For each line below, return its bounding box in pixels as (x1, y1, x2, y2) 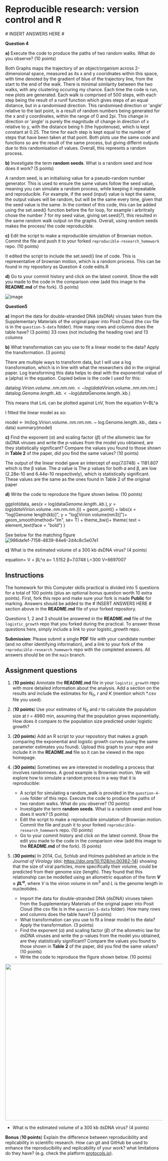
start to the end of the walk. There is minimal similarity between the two (5, 81, 153, 87)
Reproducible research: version (5, 4, 139, 15)
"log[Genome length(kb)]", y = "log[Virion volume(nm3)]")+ (5, 511, 127, 517)
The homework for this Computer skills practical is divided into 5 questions (5, 585, 159, 591)
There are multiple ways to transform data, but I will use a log (5, 359, 131, 365)
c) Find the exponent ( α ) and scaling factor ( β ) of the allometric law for (5, 434, 151, 440)
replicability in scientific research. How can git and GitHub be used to (5, 1139, 148, 1145)
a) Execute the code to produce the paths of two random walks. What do (5, 50, 155, 56)
